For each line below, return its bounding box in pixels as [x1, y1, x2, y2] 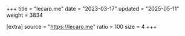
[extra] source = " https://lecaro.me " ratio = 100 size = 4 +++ [6, 23, 157, 30]
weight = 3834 [6, 11, 44, 19]
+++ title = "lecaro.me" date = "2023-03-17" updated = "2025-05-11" [6, 5, 180, 12]
